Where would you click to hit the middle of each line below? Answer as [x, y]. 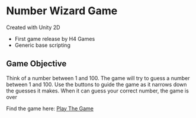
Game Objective [36, 64]
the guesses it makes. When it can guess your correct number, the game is [98, 91]
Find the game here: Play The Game [50, 109]
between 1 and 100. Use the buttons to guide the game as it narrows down [97, 84]
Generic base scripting [43, 45]
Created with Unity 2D [33, 27]
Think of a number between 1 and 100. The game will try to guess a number [98, 78]
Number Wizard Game [62, 11]
